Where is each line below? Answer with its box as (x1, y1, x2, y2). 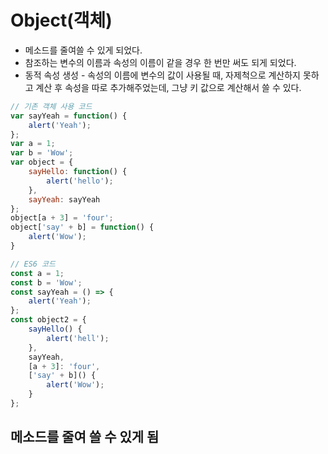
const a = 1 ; (10, 268, 65, 278)
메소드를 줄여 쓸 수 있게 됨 (10, 429, 160, 446)
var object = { (10, 157, 74, 168)
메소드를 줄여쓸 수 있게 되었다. (24, 44, 143, 56)
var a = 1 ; (10, 139, 56, 149)
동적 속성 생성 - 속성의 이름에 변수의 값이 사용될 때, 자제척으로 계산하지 (24, 69, 301, 81)
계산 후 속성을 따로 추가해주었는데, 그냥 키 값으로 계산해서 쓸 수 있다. (35, 81, 302, 93)
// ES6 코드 (10, 259, 56, 269)
